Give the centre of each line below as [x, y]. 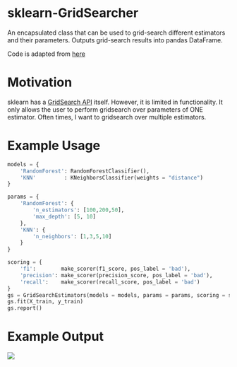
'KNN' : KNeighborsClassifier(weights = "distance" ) [111, 177]
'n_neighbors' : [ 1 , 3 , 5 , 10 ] [72, 236]
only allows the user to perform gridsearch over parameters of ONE [105, 109]
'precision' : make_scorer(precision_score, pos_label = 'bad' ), [116, 275]
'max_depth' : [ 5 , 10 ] [65, 216]
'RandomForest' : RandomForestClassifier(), [85, 171]
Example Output [56, 337]
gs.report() [25, 308]
